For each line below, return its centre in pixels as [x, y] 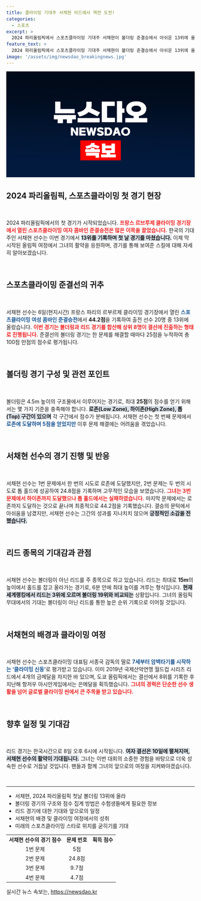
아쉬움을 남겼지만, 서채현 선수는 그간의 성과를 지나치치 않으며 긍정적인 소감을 [95, 513]
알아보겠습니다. [30, 253]
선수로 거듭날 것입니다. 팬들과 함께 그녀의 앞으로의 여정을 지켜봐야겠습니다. [104, 766]
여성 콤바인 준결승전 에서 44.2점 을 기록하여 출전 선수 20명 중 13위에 [110, 319]
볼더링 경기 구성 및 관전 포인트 [58, 374]
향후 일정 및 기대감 [38, 724]
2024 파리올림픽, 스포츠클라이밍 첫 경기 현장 [84, 195]
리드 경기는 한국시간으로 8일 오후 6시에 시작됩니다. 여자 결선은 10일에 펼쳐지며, [98, 751]
